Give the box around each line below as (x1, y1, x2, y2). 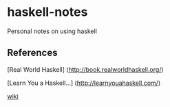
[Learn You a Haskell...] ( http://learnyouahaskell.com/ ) (7, 79, 160, 87)
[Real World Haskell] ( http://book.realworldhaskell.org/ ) (7, 65, 164, 73)
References (7, 47, 58, 59)
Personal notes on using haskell (7, 27, 98, 35)
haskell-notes (7, 4, 88, 20)
